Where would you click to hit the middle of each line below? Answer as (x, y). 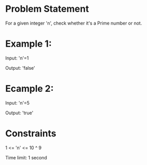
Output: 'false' (20, 68)
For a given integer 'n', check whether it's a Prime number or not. (73, 23)
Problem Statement (47, 9)
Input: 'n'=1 (17, 58)
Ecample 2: (30, 89)
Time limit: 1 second (26, 157)
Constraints (31, 133)
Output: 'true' (19, 113)
